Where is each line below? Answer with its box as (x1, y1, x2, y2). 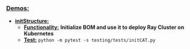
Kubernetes (23, 30, 54, 37)
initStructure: (14, 18, 49, 25)
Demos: (6, 4, 30, 12)
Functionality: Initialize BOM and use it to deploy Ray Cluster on (23, 24, 185, 31)
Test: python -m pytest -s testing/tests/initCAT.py (23, 37, 156, 44)
